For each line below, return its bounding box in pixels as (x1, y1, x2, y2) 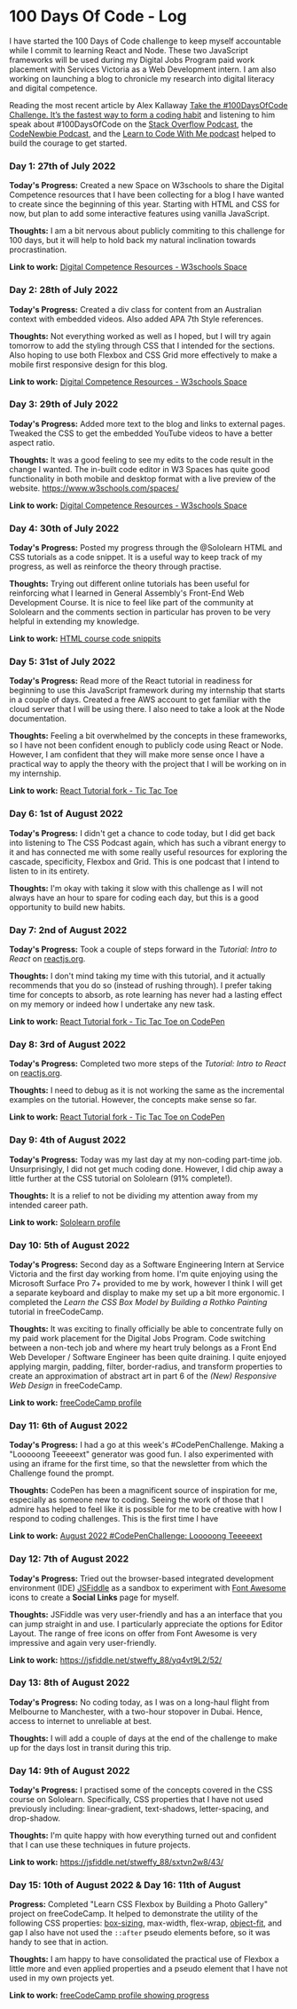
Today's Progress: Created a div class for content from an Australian (9, 304, 262, 314)
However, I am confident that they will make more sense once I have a (9, 749, 265, 760)
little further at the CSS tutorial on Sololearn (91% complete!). (9, 1173, 233, 1183)
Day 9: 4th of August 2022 (9, 1134, 127, 1146)
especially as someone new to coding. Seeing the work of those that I (9, 1494, 264, 1506)
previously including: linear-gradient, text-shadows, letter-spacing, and (9, 1804, 270, 1815)
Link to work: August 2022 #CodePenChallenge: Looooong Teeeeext (9, 1530, 263, 1541)
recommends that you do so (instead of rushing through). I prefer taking (9, 980, 272, 991)
